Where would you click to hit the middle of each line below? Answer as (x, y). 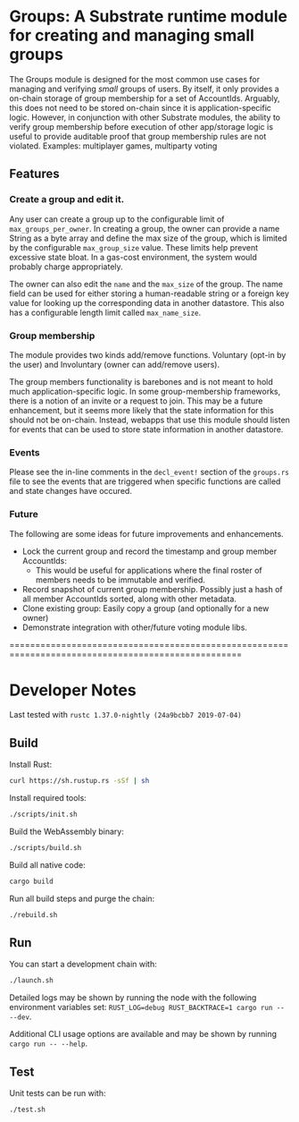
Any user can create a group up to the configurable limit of (117, 219)
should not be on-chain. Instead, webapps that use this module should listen (149, 420)
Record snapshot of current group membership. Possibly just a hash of (152, 589)
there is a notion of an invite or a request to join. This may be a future (136, 401)
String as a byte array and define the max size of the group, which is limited (148, 238)
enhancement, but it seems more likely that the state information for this (141, 410)
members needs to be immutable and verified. (120, 580)
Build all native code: (48, 864)
